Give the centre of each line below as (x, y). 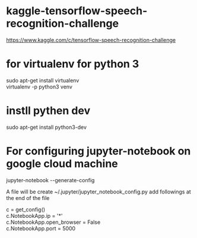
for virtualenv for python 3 (73, 64)
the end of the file (28, 198)
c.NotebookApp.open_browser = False (53, 222)
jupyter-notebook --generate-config (50, 180)
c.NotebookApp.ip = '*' (34, 215)
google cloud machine (62, 164)
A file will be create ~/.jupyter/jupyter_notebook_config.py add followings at (99, 192)
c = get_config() (26, 210)
